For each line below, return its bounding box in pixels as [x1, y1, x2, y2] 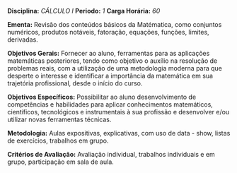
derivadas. [7, 35, 39, 44]
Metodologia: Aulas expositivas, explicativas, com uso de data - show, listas [7, 129, 231, 137]
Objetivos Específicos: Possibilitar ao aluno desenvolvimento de [7, 93, 197, 101]
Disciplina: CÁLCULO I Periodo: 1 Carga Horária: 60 [7, 7, 161, 15]
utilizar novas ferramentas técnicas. [7, 115, 112, 124]
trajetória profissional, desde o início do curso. [7, 79, 143, 88]
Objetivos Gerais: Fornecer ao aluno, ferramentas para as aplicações [7, 49, 210, 57]
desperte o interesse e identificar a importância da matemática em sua [7, 71, 214, 80]
